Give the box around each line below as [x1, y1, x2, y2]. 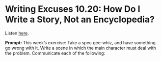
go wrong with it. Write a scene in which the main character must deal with [5, 45, 156, 51]
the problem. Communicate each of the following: [5, 50, 106, 56]
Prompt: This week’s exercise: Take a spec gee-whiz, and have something [5, 39, 156, 45]
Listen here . [5, 30, 29, 36]
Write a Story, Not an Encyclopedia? [5, 14, 155, 25]
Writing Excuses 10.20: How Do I [5, 3, 141, 15]
